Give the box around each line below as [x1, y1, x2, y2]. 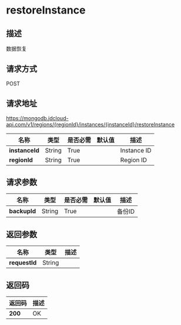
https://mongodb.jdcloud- [6, 114, 69, 121]
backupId [9, 207, 36, 215]
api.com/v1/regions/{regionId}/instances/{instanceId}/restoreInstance [6, 121, 175, 128]
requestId [9, 258, 37, 267]
